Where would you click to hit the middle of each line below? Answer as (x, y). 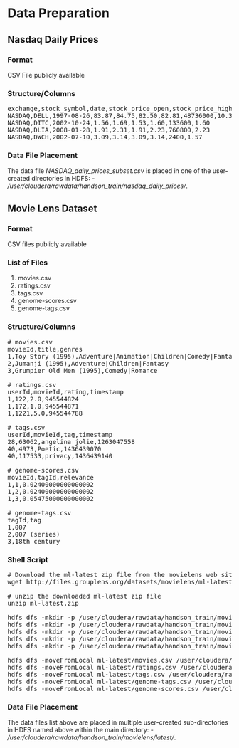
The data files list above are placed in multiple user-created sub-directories (118, 722)
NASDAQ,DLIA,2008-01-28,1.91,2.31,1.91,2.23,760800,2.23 (109, 130)
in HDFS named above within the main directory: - (81, 730)
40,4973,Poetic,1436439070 (54, 449)
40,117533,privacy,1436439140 (60, 456)
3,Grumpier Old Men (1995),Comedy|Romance (83, 370)
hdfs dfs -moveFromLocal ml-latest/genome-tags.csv (100, 682)
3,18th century (34, 541)
